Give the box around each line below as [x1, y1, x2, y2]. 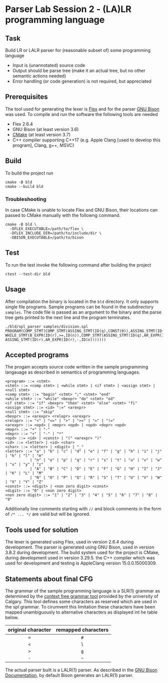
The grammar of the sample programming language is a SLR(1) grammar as [5, 587, 160, 593]
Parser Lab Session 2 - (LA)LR [5, 3, 131, 15]
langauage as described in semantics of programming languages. [5, 369, 140, 375]
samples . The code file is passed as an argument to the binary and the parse [5, 309, 161, 315]
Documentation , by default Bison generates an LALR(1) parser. [5, 672, 133, 678]
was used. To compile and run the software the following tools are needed [5, 111, 158, 117]
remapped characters [55, 626, 109, 633]
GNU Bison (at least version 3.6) [12, 126, 79, 132]
